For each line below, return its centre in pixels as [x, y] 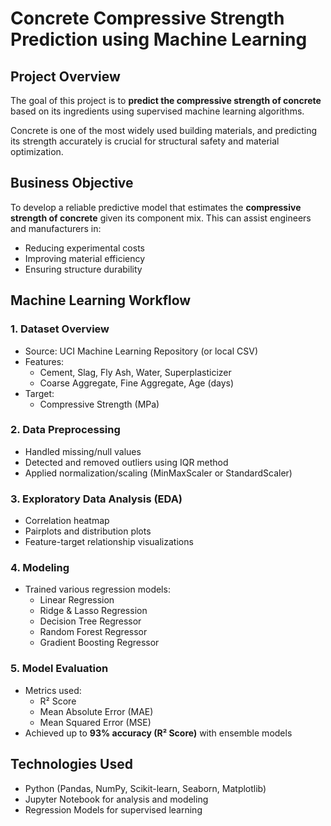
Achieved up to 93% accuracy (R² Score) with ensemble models [158, 733]
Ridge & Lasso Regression [93, 611]
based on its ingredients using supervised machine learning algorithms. [157, 111]
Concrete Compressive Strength [147, 18]
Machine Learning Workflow [101, 300]
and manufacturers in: [56, 228]
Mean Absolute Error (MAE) [96, 711]
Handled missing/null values [83, 451]
